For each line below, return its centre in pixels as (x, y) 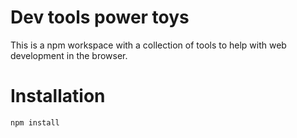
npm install (35, 122)
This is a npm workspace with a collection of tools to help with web (148, 45)
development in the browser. (69, 55)
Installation (58, 96)
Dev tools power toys (100, 17)
